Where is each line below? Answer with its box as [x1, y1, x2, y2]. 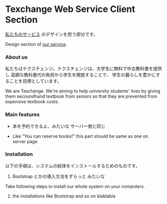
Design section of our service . [5, 41, 67, 47]
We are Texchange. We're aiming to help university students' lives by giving [5, 88, 161, 94]
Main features [5, 111, 40, 118]
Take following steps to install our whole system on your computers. [5, 183, 145, 189]
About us [5, 53, 28, 60]
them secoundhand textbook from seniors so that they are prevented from [5, 93, 158, 99]
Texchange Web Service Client [5, 3, 136, 15]
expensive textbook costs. [5, 99, 59, 105]
